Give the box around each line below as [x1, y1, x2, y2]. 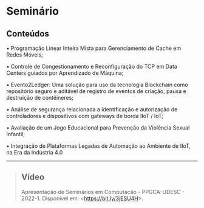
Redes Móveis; [6, 51, 44, 58]
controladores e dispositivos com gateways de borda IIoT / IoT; [6, 113, 164, 119]
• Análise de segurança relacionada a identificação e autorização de [6, 106, 178, 113]
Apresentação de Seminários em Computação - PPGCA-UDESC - [21, 188, 185, 195]
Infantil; [6, 131, 25, 137]
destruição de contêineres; [6, 94, 74, 101]
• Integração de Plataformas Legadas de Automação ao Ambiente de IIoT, [6, 142, 191, 150]
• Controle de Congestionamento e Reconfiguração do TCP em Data [6, 63, 177, 70]
